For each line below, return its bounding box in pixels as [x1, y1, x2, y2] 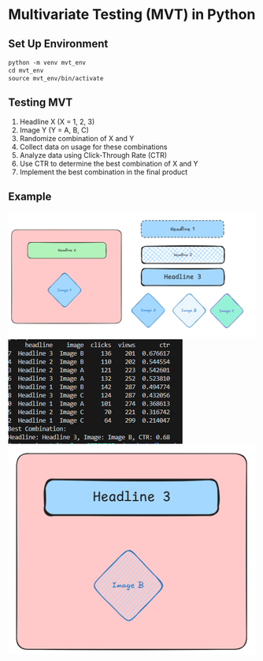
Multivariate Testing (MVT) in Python [8, 6, 256, 24]
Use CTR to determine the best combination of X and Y [19, 159, 198, 168]
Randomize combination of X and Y [19, 133, 135, 143]
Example [8, 190, 52, 204]
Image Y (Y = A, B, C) [19, 125, 89, 135]
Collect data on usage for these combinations [19, 142, 168, 151]
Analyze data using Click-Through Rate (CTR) [19, 150, 168, 159]
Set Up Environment [8, 37, 109, 50]
